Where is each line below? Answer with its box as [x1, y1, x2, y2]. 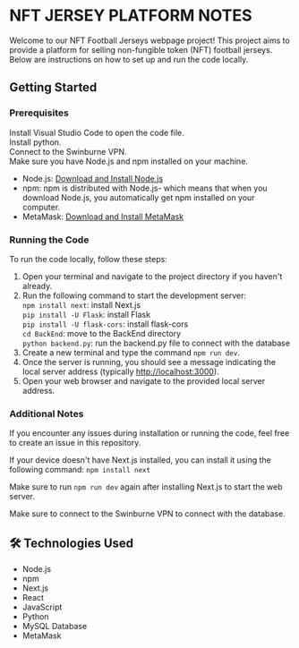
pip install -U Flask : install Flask [21, 309, 150, 320]
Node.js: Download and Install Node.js [21, 173, 164, 183]
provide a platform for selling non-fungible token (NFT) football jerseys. [9, 44, 273, 55]
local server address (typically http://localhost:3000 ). [21, 366, 219, 377]
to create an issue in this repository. [9, 438, 141, 448]
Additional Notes [9, 407, 84, 420]
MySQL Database [21, 621, 88, 632]
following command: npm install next [9, 465, 150, 475]
